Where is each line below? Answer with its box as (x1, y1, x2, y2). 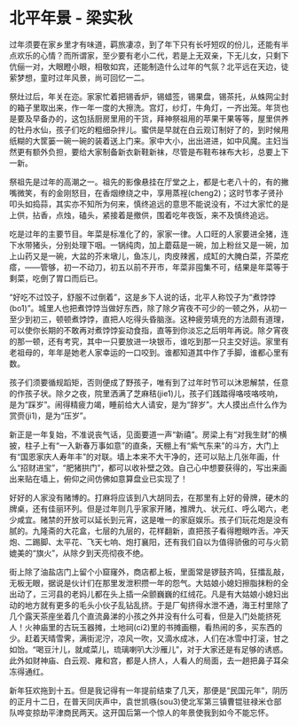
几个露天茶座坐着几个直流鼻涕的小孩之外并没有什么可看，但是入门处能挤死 (9, 611, 281, 621)
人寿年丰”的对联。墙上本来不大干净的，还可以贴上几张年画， (51, 451, 273, 462)
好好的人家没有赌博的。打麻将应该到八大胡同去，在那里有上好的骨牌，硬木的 (9, 492, 289, 503)
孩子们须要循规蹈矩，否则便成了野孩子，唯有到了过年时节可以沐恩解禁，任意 (9, 377, 289, 387)
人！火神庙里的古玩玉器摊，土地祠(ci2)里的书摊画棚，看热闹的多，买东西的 (9, 621, 283, 632)
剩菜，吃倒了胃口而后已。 (9, 272, 103, 284)
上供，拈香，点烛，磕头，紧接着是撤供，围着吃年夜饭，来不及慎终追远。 (9, 209, 273, 220)
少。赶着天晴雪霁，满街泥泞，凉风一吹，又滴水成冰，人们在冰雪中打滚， (9, 633, 273, 644)
